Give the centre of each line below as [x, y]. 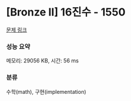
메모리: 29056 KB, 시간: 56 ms [43, 61]
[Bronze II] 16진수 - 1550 [66, 12]
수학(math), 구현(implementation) [46, 91]
